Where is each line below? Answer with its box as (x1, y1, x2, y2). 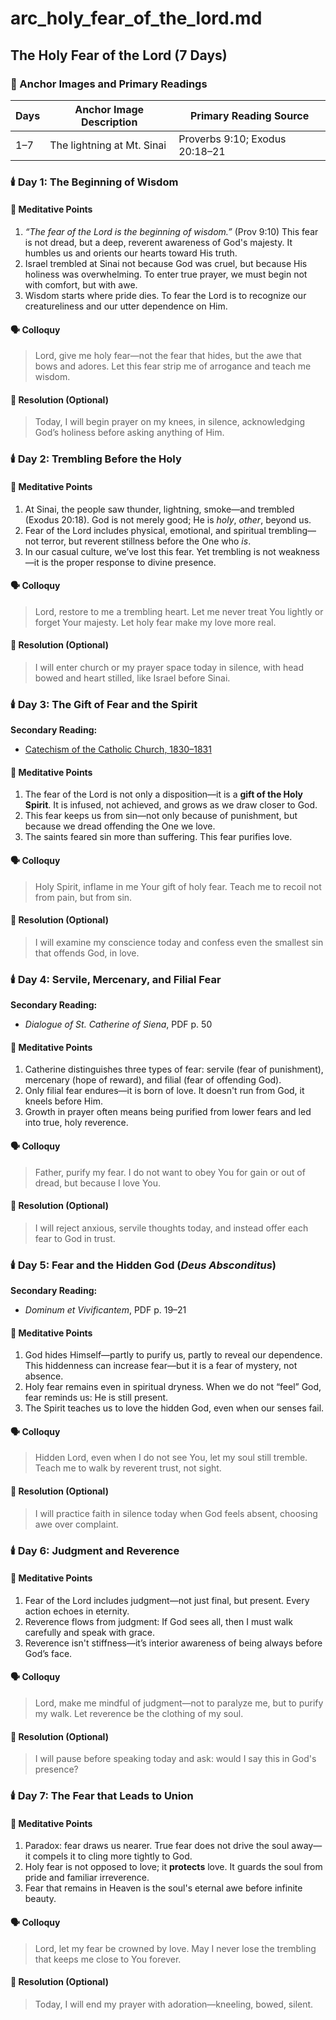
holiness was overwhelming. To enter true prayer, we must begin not (24, 268, 308, 280)
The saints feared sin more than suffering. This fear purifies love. (24, 831, 293, 843)
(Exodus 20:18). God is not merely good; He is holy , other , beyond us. (24, 513, 312, 526)
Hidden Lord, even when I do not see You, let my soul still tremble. (34, 1452, 308, 1464)
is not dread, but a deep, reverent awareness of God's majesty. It (24, 237, 293, 248)
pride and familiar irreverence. (24, 1872, 150, 1884)
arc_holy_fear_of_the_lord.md (10, 7, 263, 30)
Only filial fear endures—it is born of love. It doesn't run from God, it (24, 1085, 305, 1097)
